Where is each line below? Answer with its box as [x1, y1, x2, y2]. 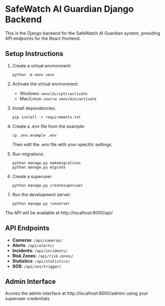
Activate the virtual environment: [12, 81, 79, 87]
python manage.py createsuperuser [12, 183, 83, 188]
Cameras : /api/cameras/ [12, 237, 63, 243]
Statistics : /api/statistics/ [12, 258, 70, 264]
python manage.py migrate [12, 165, 66, 170]
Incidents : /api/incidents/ [12, 247, 68, 253]
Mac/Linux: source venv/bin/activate [19, 95, 97, 101]
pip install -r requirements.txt [12, 115, 81, 120]
